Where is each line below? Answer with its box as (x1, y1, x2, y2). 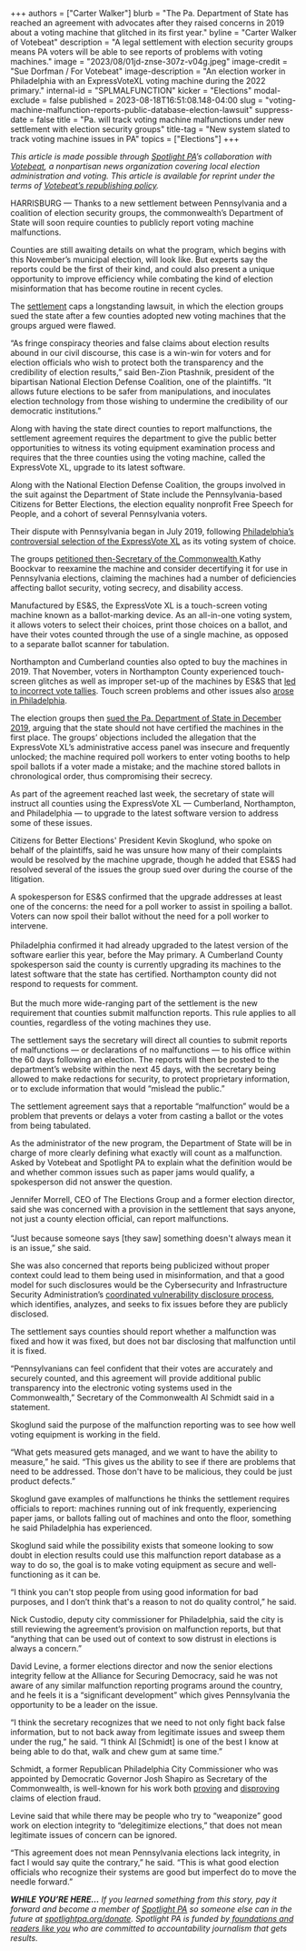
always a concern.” (10, 1643, 83, 1653)
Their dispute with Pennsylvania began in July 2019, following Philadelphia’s (10, 526, 294, 536)
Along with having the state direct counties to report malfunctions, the (10, 423, 272, 433)
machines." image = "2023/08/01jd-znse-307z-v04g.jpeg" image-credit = (10, 56, 289, 66)
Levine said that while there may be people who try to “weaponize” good (10, 1811, 282, 1821)
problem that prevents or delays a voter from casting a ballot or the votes (10, 1111, 284, 1121)
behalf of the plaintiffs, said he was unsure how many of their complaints (10, 845, 282, 855)
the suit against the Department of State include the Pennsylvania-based (10, 489, 282, 500)
